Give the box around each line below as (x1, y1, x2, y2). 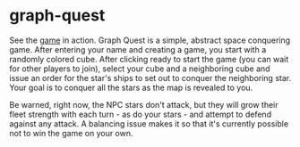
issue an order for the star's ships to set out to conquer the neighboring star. (9, 72, 292, 83)
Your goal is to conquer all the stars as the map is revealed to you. (9, 82, 253, 93)
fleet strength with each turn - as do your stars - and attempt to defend (9, 109, 271, 119)
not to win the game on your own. (9, 127, 133, 138)
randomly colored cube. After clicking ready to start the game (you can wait (9, 53, 289, 64)
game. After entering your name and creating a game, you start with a (9, 44, 267, 54)
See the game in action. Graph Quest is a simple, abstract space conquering (9, 35, 291, 45)
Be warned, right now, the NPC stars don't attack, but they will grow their (9, 99, 279, 110)
